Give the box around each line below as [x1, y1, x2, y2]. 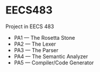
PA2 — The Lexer [13, 40, 56, 47]
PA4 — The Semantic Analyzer [13, 53, 88, 60]
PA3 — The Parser [13, 46, 59, 53]
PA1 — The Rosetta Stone [13, 34, 75, 41]
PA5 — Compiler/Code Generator [13, 59, 94, 66]
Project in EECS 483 [5, 23, 54, 30]
